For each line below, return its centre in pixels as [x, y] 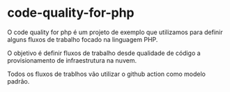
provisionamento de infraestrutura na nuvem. [72, 60]
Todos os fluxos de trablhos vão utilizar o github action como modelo [106, 74]
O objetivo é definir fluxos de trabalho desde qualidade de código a [104, 53]
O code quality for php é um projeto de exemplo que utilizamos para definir [115, 32]
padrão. [18, 81]
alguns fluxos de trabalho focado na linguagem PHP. [83, 39]
